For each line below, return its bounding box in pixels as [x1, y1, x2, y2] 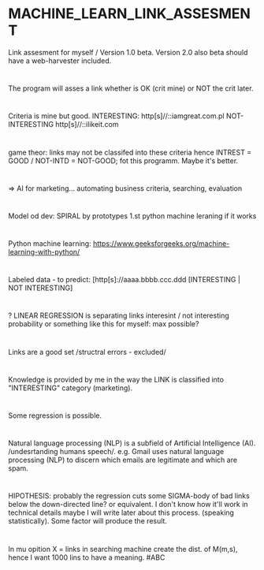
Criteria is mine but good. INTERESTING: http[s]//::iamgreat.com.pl [8, 111, 225, 121]
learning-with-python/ [8, 248, 80, 257]
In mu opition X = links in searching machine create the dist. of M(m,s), [8, 544, 238, 553]
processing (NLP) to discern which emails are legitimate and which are [8, 455, 238, 465]
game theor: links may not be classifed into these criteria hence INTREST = [8, 147, 252, 157]
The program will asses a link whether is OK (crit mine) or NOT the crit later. [8, 84, 254, 93]
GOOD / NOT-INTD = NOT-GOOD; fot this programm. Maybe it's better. [8, 155, 239, 166]
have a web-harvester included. [8, 56, 112, 65]
